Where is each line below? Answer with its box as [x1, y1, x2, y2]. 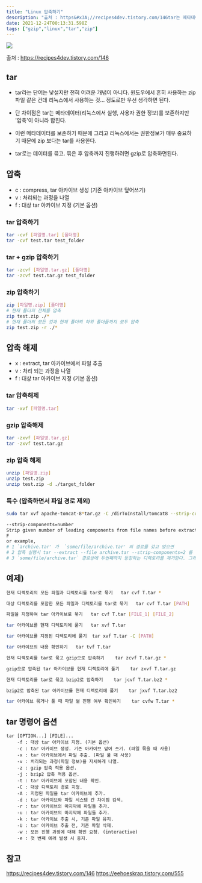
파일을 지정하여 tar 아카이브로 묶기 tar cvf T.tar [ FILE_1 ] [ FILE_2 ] [6, 611, 174, 618]
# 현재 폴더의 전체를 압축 [6, 308, 61, 314]
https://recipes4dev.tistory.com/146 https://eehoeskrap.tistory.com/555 [6, 869, 185, 877]
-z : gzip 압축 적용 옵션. [17, 765, 77, 771]
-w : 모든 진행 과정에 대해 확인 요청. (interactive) [17, 829, 138, 835]
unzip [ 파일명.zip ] [6, 470, 51, 476]
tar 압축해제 [6, 391, 39, 400]
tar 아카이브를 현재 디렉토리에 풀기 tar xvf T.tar [6, 622, 126, 629]
